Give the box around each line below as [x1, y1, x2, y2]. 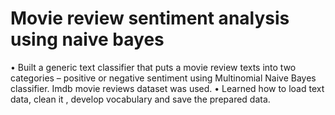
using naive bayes [10, 28, 165, 51]
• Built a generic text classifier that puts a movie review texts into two [10, 61, 297, 73]
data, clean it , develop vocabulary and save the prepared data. [10, 93, 271, 105]
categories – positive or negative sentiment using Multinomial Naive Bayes [10, 72, 317, 84]
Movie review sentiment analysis [10, 7, 290, 30]
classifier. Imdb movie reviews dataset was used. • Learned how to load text [10, 82, 325, 94]
